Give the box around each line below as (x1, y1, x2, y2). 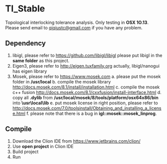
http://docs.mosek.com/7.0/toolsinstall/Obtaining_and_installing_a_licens (12, 105, 162, 111)
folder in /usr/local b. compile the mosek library (12, 79, 111, 84)
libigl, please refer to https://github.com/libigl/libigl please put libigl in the (12, 52, 163, 58)
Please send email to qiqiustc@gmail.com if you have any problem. (5, 24, 143, 30)
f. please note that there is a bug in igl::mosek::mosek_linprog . (26, 110, 157, 116)
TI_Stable (5, 3, 45, 14)
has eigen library (12, 68, 47, 74)
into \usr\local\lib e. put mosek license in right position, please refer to (12, 100, 158, 106)
